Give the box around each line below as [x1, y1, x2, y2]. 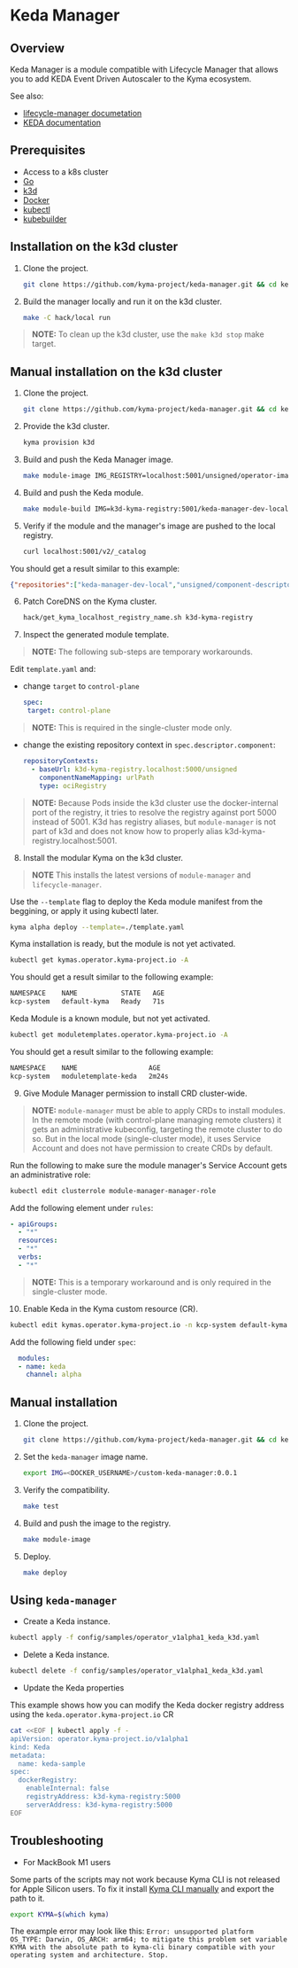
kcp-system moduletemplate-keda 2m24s [10, 1072, 169, 1081]
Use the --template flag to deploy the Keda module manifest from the [10, 896, 264, 907]
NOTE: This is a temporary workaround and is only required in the [31, 1277, 272, 1287]
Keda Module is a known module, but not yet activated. [10, 1013, 210, 1024]
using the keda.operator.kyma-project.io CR [10, 1709, 174, 1720]
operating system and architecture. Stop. [10, 1951, 169, 1960]
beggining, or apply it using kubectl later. [10, 905, 159, 916]
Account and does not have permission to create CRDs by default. [31, 1143, 273, 1153]
